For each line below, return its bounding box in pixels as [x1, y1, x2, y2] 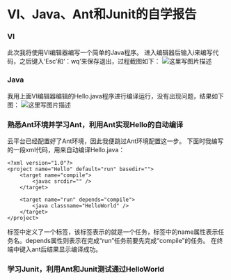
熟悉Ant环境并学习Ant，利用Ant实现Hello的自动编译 [7, 119, 184, 129]
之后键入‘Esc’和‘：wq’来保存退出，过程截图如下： [19, 57, 161, 66]
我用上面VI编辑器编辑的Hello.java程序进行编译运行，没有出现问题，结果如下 [7, 91, 224, 100]
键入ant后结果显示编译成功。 [19, 245, 102, 253]
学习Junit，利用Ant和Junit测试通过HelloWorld [7, 265, 165, 274]
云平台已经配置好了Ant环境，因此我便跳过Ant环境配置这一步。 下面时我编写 [7, 137, 224, 145]
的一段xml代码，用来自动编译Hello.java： [7, 146, 125, 154]
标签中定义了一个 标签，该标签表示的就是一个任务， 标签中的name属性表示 [7, 228, 218, 236]
